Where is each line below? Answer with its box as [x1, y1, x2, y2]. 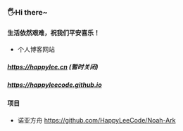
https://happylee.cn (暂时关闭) [7, 62, 99, 71]
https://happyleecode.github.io [7, 81, 102, 89]
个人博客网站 [17, 46, 55, 54]
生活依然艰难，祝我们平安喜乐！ [7, 28, 100, 36]
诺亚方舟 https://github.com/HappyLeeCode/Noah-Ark [17, 116, 176, 125]
